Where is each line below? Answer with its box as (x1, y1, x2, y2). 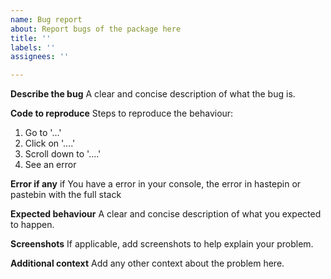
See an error (24, 159, 77, 171)
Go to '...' (24, 127, 62, 139)
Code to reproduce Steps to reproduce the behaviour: (10, 107, 234, 120)
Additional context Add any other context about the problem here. (10, 257, 285, 270)
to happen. (10, 219, 55, 231)
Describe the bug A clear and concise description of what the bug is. (10, 88, 296, 100)
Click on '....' (24, 137, 76, 150)
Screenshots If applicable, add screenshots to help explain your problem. (10, 238, 314, 250)
